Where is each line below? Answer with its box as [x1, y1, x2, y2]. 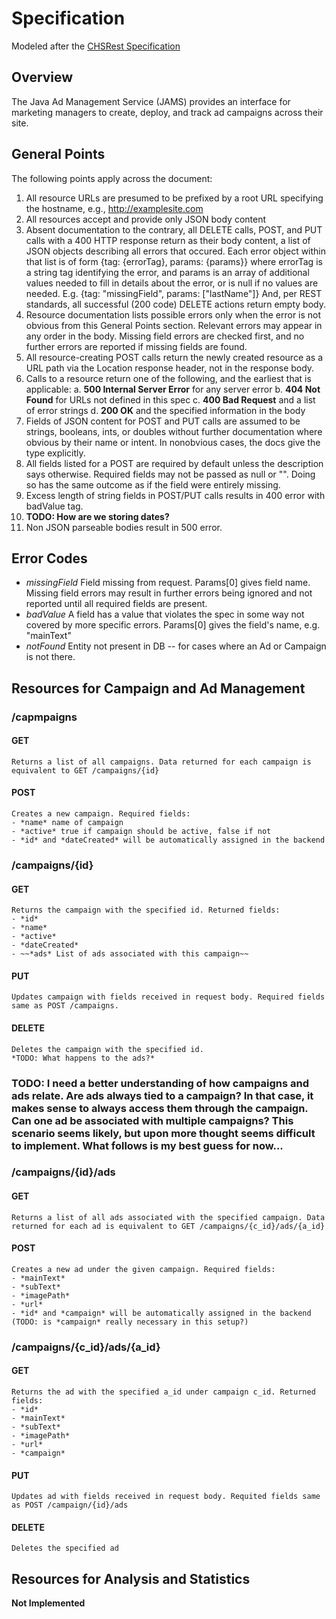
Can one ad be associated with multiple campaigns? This [11, 1113, 294, 1127]
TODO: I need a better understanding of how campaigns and [11, 1076, 309, 1090]
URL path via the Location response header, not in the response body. [25, 362, 315, 374]
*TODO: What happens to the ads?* [11, 1053, 156, 1063]
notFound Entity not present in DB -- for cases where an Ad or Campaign [25, 640, 327, 652]
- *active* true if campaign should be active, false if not [11, 827, 272, 837]
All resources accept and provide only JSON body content [25, 213, 267, 225]
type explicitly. [25, 447, 86, 459]
